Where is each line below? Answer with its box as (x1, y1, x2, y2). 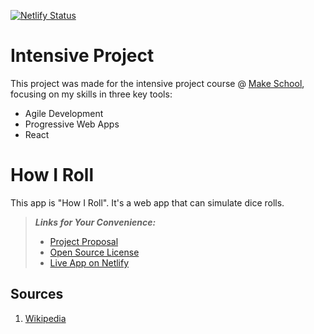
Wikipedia (24, 312, 67, 324)
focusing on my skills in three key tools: (10, 88, 173, 100)
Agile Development (24, 107, 104, 119)
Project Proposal (49, 235, 119, 247)
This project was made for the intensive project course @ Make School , (10, 77, 305, 89)
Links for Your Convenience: (34, 216, 157, 228)
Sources (10, 286, 64, 303)
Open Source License (49, 246, 140, 258)
